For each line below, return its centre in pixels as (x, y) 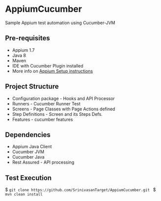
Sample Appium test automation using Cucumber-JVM (60, 23)
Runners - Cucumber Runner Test (46, 103)
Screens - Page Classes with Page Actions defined (64, 109)
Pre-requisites (27, 38)
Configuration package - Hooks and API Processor (64, 98)
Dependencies (28, 135)
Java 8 (19, 55)
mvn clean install (24, 195)
